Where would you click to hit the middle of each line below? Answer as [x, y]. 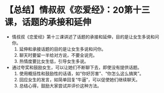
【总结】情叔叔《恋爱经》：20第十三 [77, 10]
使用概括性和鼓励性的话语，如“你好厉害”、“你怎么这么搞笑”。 [82, 73]
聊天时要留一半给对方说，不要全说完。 [58, 55]
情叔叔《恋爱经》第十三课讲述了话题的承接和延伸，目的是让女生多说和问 [85, 37]
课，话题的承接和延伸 [48, 22]
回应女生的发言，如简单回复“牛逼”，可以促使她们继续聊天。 [80, 79]
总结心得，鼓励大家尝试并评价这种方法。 [60, 86]
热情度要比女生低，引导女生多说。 [54, 61]
